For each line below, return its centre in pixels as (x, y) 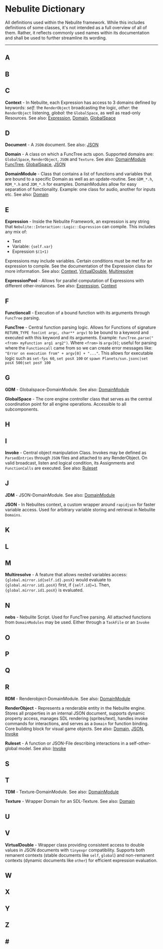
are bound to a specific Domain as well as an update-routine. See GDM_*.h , (79, 179)
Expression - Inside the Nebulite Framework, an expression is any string (77, 221)
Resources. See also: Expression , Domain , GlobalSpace (60, 118)
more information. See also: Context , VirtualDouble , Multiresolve (69, 271)
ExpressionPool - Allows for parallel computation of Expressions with (74, 281)
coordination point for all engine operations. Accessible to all (66, 404)
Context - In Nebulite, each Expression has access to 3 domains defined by (81, 102)
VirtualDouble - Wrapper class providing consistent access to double (75, 845)
